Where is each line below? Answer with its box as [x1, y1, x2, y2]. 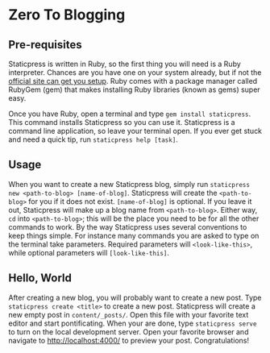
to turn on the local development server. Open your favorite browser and [8, 326, 249, 336]
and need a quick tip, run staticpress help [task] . [8, 135, 179, 144]
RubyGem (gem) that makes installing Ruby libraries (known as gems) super [8, 85, 260, 94]
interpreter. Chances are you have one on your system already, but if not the [8, 68, 262, 77]
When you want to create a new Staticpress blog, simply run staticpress [8, 179, 250, 189]
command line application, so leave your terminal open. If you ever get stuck [8, 127, 263, 135]
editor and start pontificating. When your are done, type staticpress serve [8, 318, 257, 328]
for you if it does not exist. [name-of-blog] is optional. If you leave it [27, 196, 252, 206]
